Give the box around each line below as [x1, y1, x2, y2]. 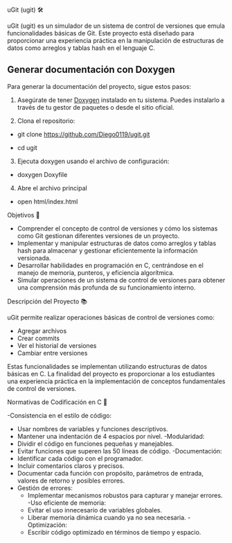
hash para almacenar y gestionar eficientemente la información [17, 246, 198, 255]
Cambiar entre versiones [17, 349, 88, 357]
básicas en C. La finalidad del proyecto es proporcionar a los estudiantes [7, 369, 215, 378]
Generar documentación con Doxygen [7, 64, 175, 76]
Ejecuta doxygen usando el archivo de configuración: [17, 157, 170, 165]
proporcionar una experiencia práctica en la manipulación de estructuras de [7, 37, 224, 44]
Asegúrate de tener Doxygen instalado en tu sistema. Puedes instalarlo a [17, 96, 225, 104]
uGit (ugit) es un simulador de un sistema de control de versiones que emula [7, 22, 225, 30]
